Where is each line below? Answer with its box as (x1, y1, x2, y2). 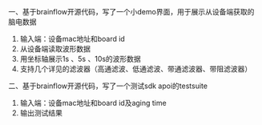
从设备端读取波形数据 (19, 44, 91, 54)
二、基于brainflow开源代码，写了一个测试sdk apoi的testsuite (8, 81, 208, 91)
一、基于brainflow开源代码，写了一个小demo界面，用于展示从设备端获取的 (8, 7, 255, 16)
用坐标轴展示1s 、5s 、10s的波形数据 (19, 54, 142, 63)
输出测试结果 (19, 108, 62, 118)
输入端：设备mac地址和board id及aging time (19, 99, 167, 107)
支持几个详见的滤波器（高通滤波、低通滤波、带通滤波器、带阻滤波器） (19, 64, 252, 74)
